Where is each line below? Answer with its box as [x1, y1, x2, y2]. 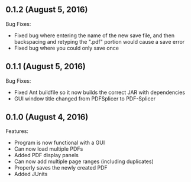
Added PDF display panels [14, 152, 79, 159]
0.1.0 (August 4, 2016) [5, 112, 89, 122]
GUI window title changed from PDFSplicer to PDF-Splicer [14, 95, 156, 102]
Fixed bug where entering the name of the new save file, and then [14, 32, 175, 39]
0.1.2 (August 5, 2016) [5, 5, 88, 15]
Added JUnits [14, 171, 48, 178]
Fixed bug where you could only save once [14, 44, 119, 51]
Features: [5, 128, 29, 135]
